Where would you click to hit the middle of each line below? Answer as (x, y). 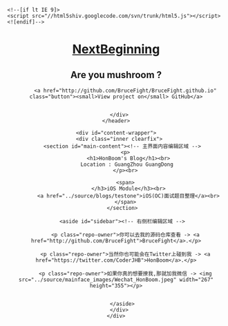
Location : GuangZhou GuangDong (127, 164)
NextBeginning (116, 49)
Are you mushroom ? (116, 75)
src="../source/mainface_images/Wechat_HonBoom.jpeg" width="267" (116, 280)
